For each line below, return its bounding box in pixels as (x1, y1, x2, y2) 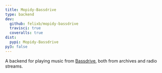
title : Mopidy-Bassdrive (5, 7, 56, 12)
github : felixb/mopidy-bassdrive (9, 21, 79, 26)
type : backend (5, 12, 35, 17)
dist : (5, 35, 16, 40)
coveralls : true (9, 30, 43, 35)
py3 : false (5, 44, 28, 49)
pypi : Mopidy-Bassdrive (9, 40, 58, 45)
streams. (5, 63, 23, 69)
